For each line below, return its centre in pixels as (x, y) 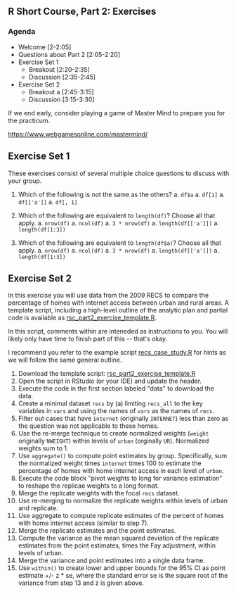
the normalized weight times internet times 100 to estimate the (110, 463)
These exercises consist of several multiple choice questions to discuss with (119, 173)
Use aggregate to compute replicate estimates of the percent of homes (121, 516)
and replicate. (38, 508)
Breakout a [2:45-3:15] (61, 91)
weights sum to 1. (43, 448)
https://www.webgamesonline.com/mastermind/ (78, 134)
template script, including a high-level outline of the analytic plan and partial (118, 310)
